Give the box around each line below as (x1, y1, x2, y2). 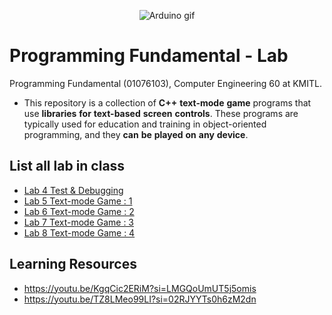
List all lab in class (9, 158, 126, 175)
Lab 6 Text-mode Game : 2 (23, 205, 135, 217)
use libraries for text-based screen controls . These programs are (23, 107, 299, 119)
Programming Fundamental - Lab (9, 45, 289, 67)
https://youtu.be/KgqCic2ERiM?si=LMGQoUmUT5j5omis (23, 282, 257, 294)
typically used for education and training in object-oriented (23, 118, 267, 130)
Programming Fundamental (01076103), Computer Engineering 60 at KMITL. (9, 77, 322, 89)
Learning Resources (9, 256, 137, 273)
